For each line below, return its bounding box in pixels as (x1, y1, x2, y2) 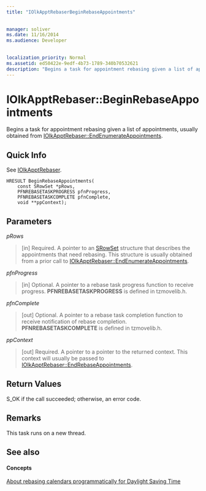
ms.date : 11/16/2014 (6, 32, 59, 38)
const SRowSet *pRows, (17, 183, 75, 190)
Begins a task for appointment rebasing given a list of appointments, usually (6, 126, 198, 133)
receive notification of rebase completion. (21, 318, 128, 325)
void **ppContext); (17, 200, 67, 206)
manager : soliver (6, 26, 51, 32)
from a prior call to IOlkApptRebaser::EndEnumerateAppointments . (21, 257, 189, 264)
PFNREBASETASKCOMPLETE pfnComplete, (17, 194, 112, 200)
